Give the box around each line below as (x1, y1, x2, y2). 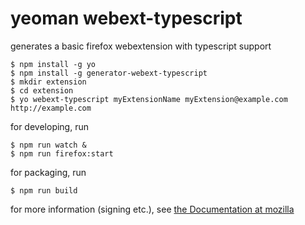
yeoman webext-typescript (10, 7, 243, 30)
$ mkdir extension (10, 77, 87, 87)
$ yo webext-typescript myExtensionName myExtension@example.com (10, 94, 288, 104)
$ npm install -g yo (10, 59, 97, 69)
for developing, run (10, 120, 89, 132)
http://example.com (10, 103, 92, 113)
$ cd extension (10, 85, 74, 96)
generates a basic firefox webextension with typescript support (10, 40, 272, 52)
